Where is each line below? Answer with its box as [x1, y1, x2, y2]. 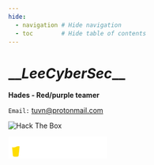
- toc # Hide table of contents [15, 29, 147, 37]
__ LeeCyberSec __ [8, 64, 126, 82]
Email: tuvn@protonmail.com [8, 106, 104, 115]
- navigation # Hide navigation [15, 21, 122, 29]
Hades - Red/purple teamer [8, 91, 100, 100]
